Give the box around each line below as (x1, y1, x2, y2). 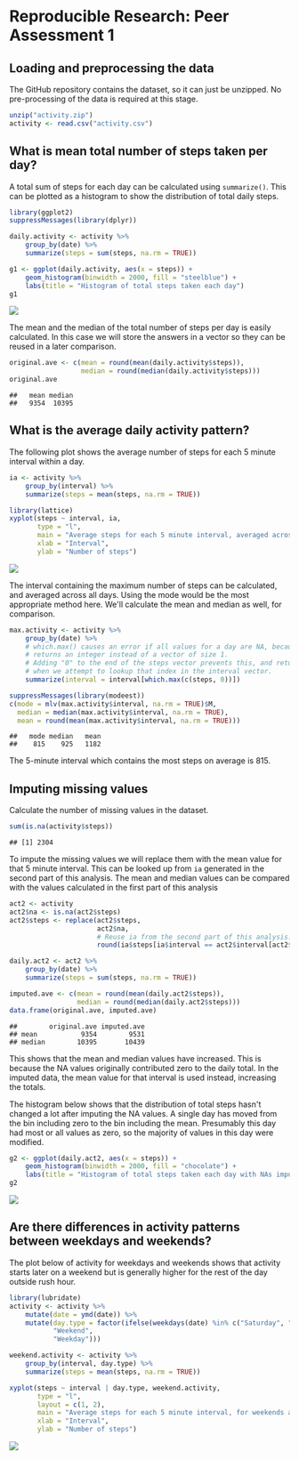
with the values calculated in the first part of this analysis (9, 883, 218, 893)
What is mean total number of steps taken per (9, 144, 269, 159)
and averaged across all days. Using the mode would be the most (9, 589, 249, 600)
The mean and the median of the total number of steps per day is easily (9, 322, 271, 333)
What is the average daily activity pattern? (9, 423, 250, 438)
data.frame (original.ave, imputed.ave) (9, 1005, 158, 1015)
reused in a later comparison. (9, 341, 117, 352)
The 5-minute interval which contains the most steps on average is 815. (9, 755, 271, 766)
